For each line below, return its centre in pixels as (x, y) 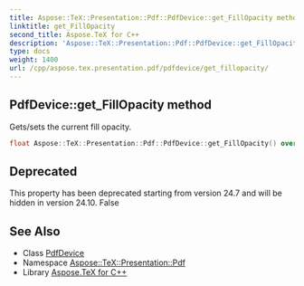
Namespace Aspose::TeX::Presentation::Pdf (104, 262)
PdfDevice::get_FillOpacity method (111, 105)
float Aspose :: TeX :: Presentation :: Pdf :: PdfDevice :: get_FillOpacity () (143, 143)
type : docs (30, 52)
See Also (35, 231)
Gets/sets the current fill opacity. (71, 127)
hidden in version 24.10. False (64, 203)
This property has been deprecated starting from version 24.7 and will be (146, 193)
